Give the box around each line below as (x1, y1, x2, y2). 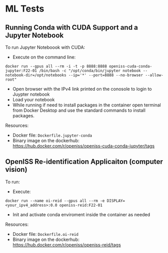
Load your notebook (12, 97, 55, 102)
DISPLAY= (106, 198, 125, 203)
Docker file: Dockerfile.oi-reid (12, 231, 79, 237)
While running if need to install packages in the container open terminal (12, 102, 161, 108)
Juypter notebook (12, 91, 50, 97)
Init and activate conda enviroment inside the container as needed (12, 211, 150, 217)
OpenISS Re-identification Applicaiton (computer (5, 157, 163, 166)
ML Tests (5, 3, 44, 15)
